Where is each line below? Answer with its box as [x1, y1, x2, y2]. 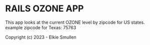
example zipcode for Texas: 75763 [5, 24, 76, 30]
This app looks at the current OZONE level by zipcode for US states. [5, 19, 145, 25]
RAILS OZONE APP [5, 3, 84, 14]
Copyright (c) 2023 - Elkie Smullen [5, 34, 76, 40]
